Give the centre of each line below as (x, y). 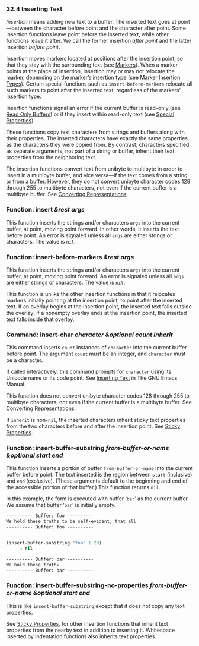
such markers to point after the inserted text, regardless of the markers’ (93, 90)
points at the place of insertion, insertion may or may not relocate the (90, 71)
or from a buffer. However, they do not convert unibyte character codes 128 (98, 182)
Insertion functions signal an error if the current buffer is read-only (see (94, 108)
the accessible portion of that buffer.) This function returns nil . (83, 487)
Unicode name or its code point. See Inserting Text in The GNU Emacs (92, 378)
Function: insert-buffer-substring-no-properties (77, 585)
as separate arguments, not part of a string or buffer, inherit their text (90, 151)
